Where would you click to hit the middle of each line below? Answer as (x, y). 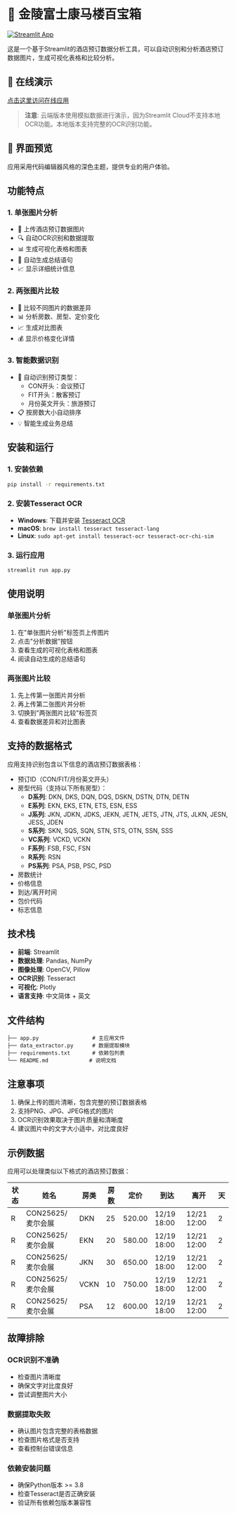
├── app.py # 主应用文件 (66, 1038)
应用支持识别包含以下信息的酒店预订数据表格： (75, 764)
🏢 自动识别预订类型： (48, 377)
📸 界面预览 (30, 148)
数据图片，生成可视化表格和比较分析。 (63, 58)
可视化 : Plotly (37, 987)
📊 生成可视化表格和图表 (52, 249)
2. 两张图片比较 (33, 291)
